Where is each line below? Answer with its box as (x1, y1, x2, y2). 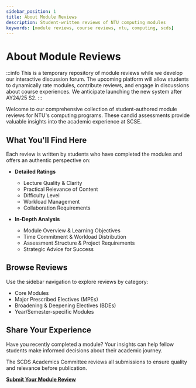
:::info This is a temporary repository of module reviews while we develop (6, 70, 183, 77)
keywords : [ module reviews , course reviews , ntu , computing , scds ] (6, 25, 174, 31)
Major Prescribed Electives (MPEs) (14, 296, 98, 303)
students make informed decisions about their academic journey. (6, 346, 163, 354)
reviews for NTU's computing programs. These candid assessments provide (6, 112, 190, 119)
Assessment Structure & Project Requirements (23, 239, 135, 246)
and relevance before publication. (6, 364, 88, 372)
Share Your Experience (6, 325, 92, 335)
